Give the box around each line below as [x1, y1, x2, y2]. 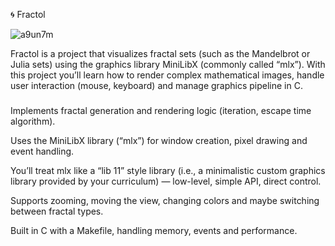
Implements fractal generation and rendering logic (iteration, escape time [10, 104, 312, 116]
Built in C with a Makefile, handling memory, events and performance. [10, 224, 298, 236]
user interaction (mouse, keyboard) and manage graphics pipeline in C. [10, 80, 303, 91]
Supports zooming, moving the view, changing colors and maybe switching [10, 194, 320, 206]
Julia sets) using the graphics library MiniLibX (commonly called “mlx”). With [10, 59, 326, 70]
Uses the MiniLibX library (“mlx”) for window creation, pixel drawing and [10, 134, 308, 146]
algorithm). [10, 115, 56, 127]
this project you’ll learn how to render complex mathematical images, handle [10, 69, 325, 81]
